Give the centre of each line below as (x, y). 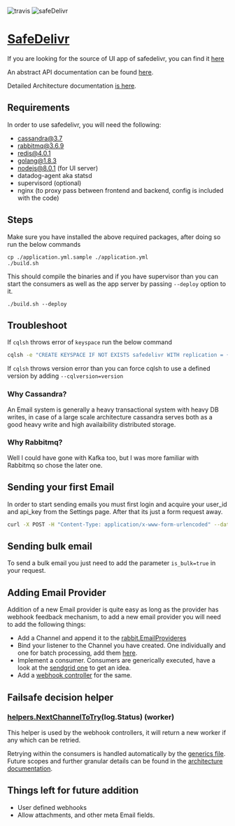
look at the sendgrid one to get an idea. (74, 668)
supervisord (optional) (49, 183)
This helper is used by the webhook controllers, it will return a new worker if (116, 732)
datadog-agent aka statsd (55, 175)
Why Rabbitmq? (35, 442)
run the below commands (44, 244)
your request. (27, 571)
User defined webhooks (52, 807)
